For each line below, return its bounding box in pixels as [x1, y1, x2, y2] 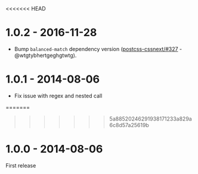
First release [5, 162, 36, 169]
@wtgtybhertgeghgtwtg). [14, 52, 77, 59]
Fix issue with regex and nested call [14, 92, 103, 99]
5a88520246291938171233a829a [109, 115, 192, 122]
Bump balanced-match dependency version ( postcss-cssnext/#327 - [14, 45, 182, 52]
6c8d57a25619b [109, 121, 150, 128]
